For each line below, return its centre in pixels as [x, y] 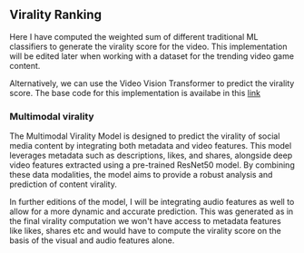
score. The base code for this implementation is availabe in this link [135, 92]
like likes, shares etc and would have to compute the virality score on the [145, 231]
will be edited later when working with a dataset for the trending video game [152, 56]
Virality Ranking [56, 15]
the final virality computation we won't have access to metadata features [145, 221]
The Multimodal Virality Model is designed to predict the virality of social [145, 136]
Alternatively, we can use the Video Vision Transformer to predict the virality [152, 83]
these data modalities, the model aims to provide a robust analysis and [141, 175]
